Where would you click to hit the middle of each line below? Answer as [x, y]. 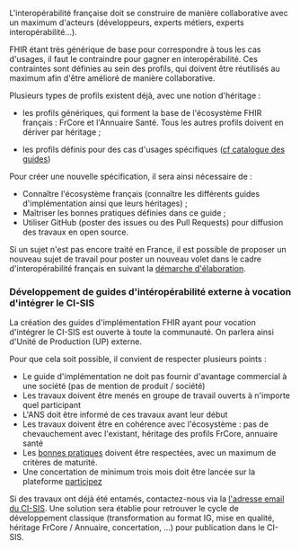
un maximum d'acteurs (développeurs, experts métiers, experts [127, 22]
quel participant [51, 405]
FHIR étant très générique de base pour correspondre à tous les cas [135, 49]
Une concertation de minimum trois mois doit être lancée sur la [139, 472]
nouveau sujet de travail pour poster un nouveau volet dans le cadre [136, 259]
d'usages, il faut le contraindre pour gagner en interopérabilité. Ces [134, 59]
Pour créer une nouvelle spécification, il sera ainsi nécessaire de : [131, 176]
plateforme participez [62, 482]
